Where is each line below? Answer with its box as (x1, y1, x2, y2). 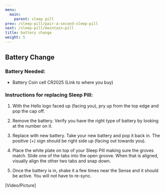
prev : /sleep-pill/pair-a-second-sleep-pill (5, 21, 98, 26)
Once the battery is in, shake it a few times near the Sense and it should (12, 167, 159, 173)
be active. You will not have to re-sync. (12, 173, 92, 179)
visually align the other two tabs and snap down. (12, 158, 111, 164)
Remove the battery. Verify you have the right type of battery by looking (12, 117, 159, 124)
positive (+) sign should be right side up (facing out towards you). (12, 138, 146, 144)
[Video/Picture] (5, 182, 36, 188)
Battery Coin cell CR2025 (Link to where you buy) (12, 79, 114, 85)
